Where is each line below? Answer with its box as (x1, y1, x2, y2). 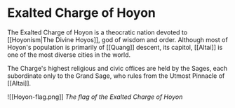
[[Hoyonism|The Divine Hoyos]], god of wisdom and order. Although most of (7, 35, 228, 43)
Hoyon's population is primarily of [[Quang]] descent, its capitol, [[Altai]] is (7, 43, 223, 51)
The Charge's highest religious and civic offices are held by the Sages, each (7, 64, 228, 72)
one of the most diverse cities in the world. (7, 50, 131, 59)
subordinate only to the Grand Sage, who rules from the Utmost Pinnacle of (7, 72, 225, 80)
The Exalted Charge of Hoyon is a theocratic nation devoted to (7, 28, 188, 36)
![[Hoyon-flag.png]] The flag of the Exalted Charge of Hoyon (7, 93, 183, 101)
